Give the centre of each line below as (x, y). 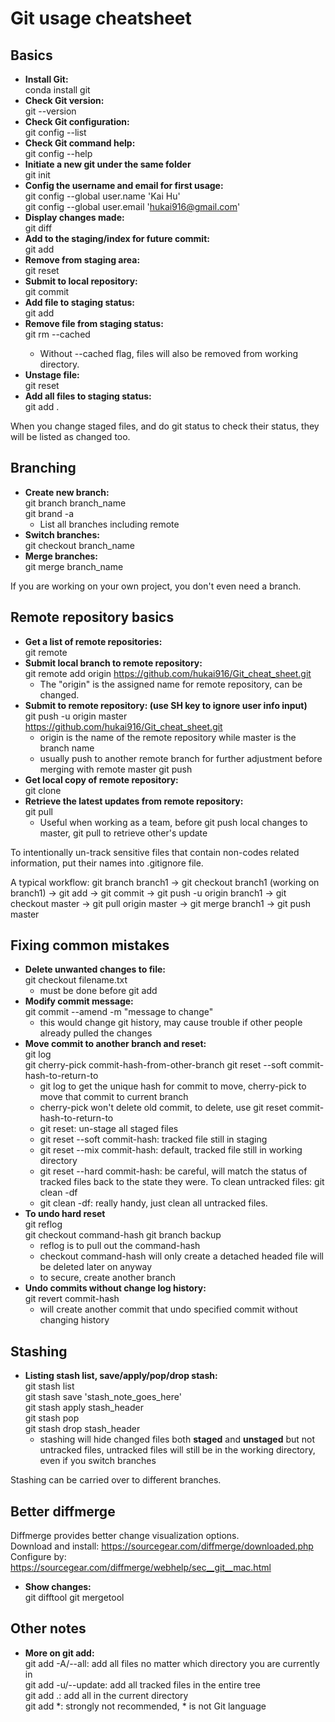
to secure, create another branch (108, 1278)
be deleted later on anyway (96, 1267)
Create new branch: (67, 492)
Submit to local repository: (81, 281)
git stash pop (52, 1418)
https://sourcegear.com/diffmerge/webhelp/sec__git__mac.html (141, 1568)
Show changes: (58, 1587)
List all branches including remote (109, 524)
